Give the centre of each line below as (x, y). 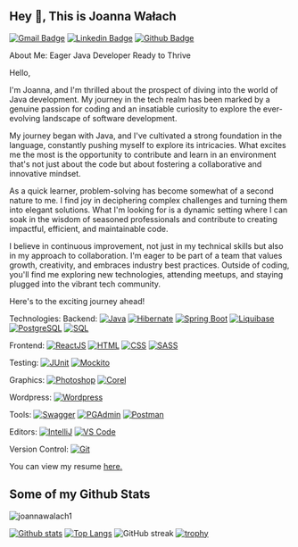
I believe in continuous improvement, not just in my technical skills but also (146, 245)
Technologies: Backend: (54, 319)
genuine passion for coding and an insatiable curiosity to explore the (135, 109)
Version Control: (39, 449)
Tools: (21, 414)
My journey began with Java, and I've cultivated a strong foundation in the (146, 136)
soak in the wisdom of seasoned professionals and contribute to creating (144, 219)
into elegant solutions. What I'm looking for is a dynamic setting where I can (149, 210)
